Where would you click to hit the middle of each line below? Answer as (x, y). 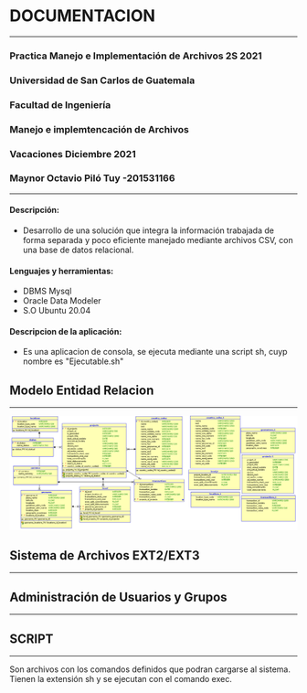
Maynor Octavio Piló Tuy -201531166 (92, 178)
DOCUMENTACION (82, 16)
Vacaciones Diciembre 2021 (73, 154)
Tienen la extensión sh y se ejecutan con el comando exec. (121, 679)
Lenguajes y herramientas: (62, 271)
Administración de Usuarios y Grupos (118, 597)
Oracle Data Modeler (62, 301)
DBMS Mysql (47, 291)
